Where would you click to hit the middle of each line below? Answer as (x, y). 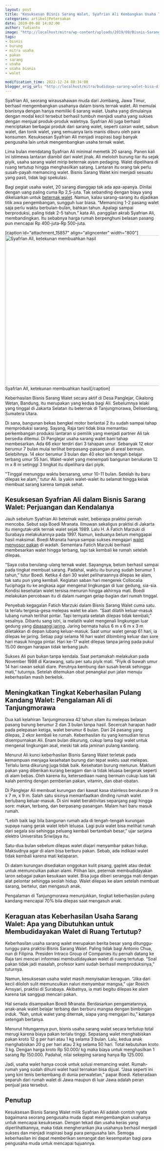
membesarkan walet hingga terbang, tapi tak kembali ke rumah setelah (76, 550)
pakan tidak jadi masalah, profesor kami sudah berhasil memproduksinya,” (80, 964)
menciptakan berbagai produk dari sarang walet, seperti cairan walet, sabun (82, 126)
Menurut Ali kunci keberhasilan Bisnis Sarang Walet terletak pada (71, 755)
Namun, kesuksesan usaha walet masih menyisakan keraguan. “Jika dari (78, 979)
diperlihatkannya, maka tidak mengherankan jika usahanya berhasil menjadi (81, 1128)
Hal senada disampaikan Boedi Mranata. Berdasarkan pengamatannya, (76, 1004)
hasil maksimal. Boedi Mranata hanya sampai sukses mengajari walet (74, 540)
